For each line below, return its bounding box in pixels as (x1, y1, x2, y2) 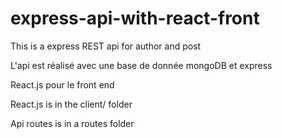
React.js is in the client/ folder (10, 98, 133, 110)
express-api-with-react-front (10, 7, 260, 30)
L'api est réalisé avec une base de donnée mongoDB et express (10, 59, 273, 71)
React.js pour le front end (10, 78, 115, 91)
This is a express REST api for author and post (10, 40, 202, 52)
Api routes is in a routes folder (10, 117, 135, 129)
